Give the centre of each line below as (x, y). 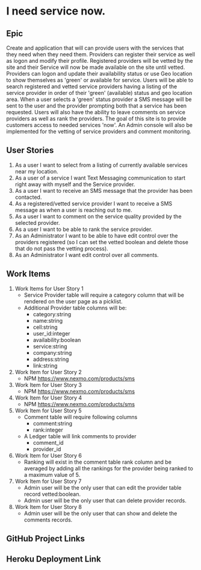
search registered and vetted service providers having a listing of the (92, 86)
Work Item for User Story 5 (48, 410)
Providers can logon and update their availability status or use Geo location (99, 73)
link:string (45, 365)
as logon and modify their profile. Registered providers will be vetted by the (100, 61)
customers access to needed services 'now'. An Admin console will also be (99, 125)
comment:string (52, 423)
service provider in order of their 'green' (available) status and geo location (99, 93)
